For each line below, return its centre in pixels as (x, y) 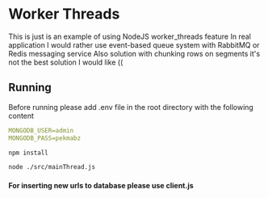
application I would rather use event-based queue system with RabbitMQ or (134, 44)
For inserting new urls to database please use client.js (101, 185)
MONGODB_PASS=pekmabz (45, 138)
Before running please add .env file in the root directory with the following (131, 107)
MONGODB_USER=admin (41, 130)
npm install (28, 153)
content (21, 116)
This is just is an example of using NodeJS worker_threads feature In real (130, 36)
